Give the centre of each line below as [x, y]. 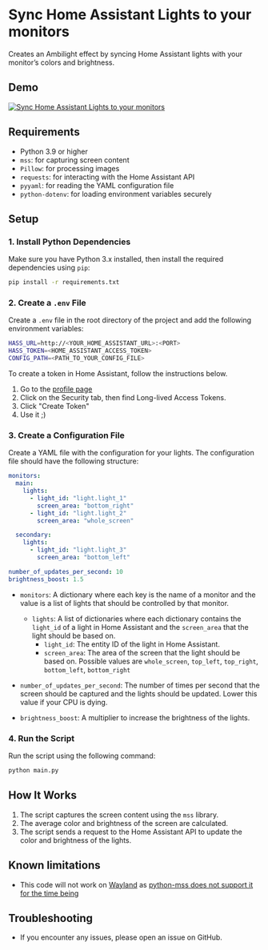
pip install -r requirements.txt [64, 283]
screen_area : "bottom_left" [84, 558]
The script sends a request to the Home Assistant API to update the [131, 832]
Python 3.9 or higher [54, 151]
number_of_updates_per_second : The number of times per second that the [140, 685]
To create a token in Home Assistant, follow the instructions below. [118, 374]
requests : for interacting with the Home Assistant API [107, 177]
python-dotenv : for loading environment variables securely [116, 194]
